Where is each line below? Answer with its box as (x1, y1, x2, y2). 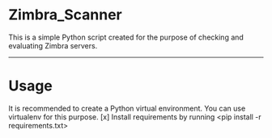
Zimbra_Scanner (8, 6, 123, 24)
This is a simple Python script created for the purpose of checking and (8, 32, 244, 42)
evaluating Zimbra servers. (8, 40, 98, 50)
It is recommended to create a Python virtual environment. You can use (8, 103, 246, 113)
